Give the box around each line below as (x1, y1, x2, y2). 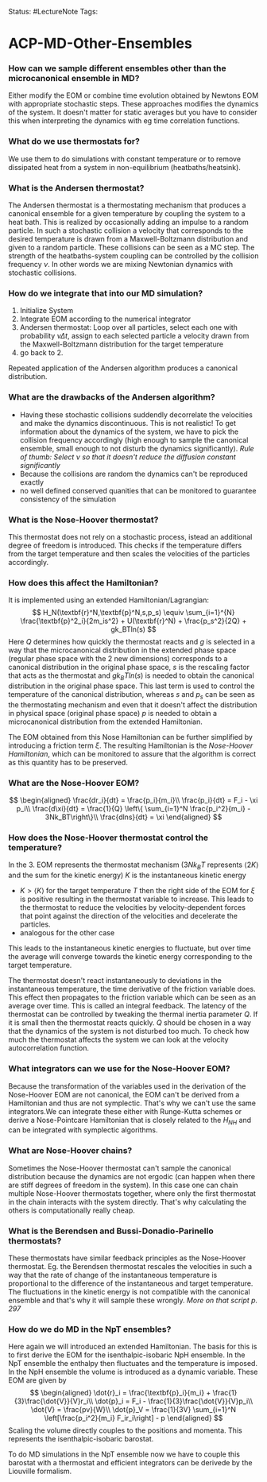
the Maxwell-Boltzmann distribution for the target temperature (19, 339, 224, 349)
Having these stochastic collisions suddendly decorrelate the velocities (19, 409, 253, 420)
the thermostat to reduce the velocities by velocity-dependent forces (19, 903, 246, 912)
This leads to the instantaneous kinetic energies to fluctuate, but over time (8, 943, 252, 953)
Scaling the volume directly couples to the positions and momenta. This (8, 1426, 242, 1435)
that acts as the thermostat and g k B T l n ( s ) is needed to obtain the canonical (8, 671, 254, 683)
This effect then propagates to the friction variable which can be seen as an (8, 993, 257, 1002)
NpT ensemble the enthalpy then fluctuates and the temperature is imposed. (8, 1359, 258, 1368)
